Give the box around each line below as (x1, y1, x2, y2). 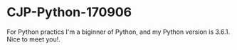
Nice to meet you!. (6, 35, 61, 43)
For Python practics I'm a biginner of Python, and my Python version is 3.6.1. (6, 27, 231, 36)
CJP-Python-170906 (6, 4, 132, 20)
